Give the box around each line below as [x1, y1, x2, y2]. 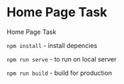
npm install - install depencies [6, 41, 98, 49]
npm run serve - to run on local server [6, 54, 117, 64]
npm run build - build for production [6, 68, 113, 77]
